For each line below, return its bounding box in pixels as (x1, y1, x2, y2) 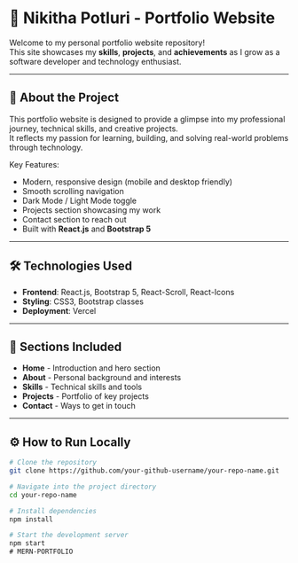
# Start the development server (9, 531, 129, 540)
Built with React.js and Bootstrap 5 (21, 223, 152, 234)
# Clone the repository (9, 458, 98, 467)
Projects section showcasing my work (21, 204, 161, 215)
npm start (9, 539, 46, 548)
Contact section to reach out (21, 214, 127, 224)
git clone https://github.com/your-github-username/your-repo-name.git (9, 466, 279, 475)
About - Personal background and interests (21, 372, 182, 383)
